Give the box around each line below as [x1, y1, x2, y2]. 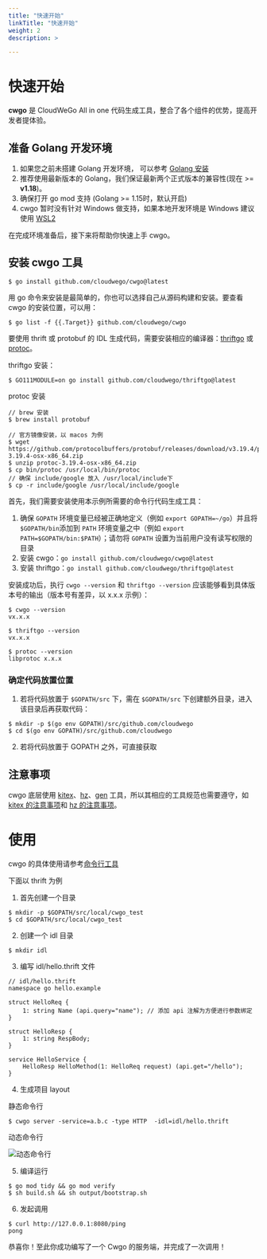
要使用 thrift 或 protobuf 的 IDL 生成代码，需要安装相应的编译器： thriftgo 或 [8, 333, 253, 343]
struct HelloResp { [8, 1027, 73, 1036]
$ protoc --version [8, 647, 73, 656]
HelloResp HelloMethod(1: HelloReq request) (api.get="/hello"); [22, 1062, 244, 1070]
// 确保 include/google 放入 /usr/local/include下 [8, 474, 173, 482]
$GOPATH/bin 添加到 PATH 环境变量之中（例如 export [19, 523, 184, 532]
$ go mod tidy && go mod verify [8, 1182, 115, 1190]
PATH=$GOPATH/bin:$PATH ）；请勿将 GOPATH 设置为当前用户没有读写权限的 [19, 533, 253, 543]
